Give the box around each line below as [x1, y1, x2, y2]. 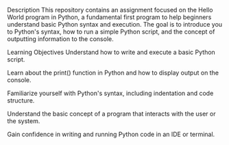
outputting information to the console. [7, 35, 114, 43]
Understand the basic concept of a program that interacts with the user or [7, 109, 216, 118]
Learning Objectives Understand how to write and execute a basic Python [7, 48, 216, 56]
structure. [7, 96, 35, 105]
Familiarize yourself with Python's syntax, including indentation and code [7, 89, 214, 97]
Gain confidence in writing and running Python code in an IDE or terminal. [7, 130, 215, 138]
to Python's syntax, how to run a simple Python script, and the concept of [7, 27, 215, 36]
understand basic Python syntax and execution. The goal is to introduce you [7, 21, 223, 28]
